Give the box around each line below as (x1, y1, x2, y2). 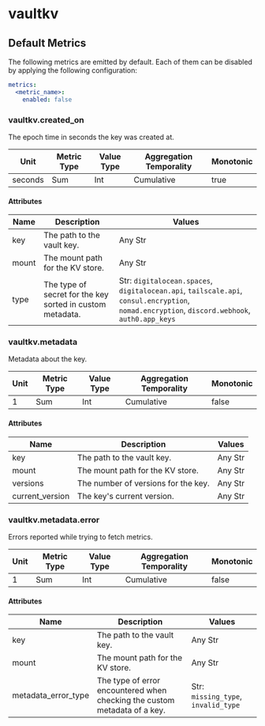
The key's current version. (77, 490, 175, 501)
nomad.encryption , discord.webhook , (118, 305, 251, 316)
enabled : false (22, 96, 73, 104)
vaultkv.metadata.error (8, 514, 100, 525)
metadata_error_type (12, 690, 89, 701)
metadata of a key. (96, 705, 166, 716)
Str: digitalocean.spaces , (118, 275, 213, 286)
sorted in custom (43, 299, 106, 310)
